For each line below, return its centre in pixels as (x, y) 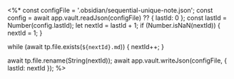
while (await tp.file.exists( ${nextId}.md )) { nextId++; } (86, 47)
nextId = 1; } (25, 33)
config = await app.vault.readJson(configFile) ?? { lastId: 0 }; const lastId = (117, 18)
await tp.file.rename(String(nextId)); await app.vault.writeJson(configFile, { (117, 60)
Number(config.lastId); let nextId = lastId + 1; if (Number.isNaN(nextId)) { (114, 25)
